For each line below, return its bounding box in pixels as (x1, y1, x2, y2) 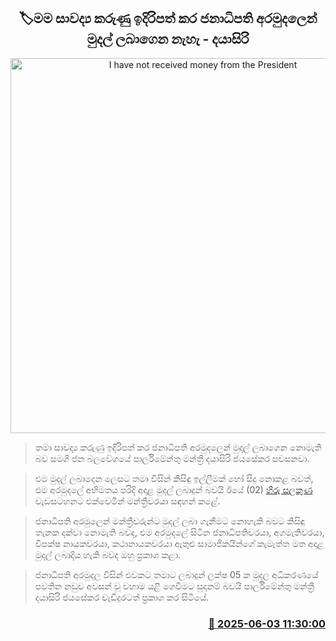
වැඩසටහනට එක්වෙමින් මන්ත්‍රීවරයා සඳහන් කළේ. (34, 495, 221, 507)
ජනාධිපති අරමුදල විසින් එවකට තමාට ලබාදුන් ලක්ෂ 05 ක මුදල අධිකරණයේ (34, 568, 319, 580)
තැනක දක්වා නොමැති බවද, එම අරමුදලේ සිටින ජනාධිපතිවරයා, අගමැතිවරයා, (34, 526, 325, 538)
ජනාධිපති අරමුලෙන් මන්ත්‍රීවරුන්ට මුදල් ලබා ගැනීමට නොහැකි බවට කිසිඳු (34, 515, 305, 527)
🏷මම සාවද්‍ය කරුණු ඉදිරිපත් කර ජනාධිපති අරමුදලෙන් (18, 10, 318, 27)
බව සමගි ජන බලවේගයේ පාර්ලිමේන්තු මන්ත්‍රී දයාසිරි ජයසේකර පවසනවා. (34, 452, 310, 464)
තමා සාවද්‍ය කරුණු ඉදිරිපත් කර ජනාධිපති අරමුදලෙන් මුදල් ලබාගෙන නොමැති (34, 441, 322, 453)
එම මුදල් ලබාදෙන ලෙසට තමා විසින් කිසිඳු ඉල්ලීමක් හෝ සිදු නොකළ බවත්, (34, 472, 314, 484)
